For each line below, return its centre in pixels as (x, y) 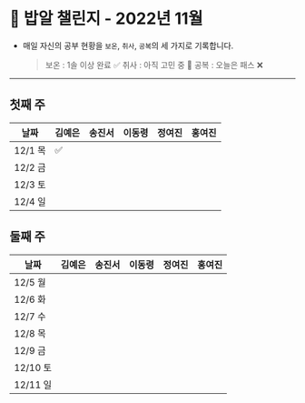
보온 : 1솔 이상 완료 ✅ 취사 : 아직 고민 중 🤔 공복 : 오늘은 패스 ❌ (154, 65)
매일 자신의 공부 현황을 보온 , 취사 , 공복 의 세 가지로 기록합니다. (128, 45)
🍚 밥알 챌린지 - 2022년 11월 (106, 19)
